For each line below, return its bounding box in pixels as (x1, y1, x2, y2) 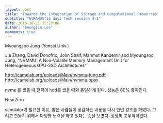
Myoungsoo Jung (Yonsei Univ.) (5, 43, 69, 48)
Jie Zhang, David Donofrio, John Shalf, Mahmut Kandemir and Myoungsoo (5, 52, 154, 58)
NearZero (5, 97, 24, 102)
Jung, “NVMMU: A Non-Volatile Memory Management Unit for (5, 58, 130, 63)
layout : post (5, 7, 32, 12)
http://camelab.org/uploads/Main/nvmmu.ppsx (5, 77, 98, 83)
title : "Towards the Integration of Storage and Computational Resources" (5, 12, 160, 16)
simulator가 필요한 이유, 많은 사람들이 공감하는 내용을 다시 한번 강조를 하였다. (5, 107, 151, 112)
